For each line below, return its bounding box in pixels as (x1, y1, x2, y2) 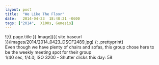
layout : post (5, 7, 32, 12)
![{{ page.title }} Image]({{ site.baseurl (5, 34, 82, 40)
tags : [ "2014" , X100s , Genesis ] (5, 20, 74, 26)
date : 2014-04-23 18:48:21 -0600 (5, 16, 80, 21)
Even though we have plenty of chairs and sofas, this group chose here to (5, 44, 155, 50)
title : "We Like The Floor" (5, 12, 65, 16)
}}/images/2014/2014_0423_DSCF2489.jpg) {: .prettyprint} (5, 39, 124, 45)
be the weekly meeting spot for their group (5, 49, 92, 55)
